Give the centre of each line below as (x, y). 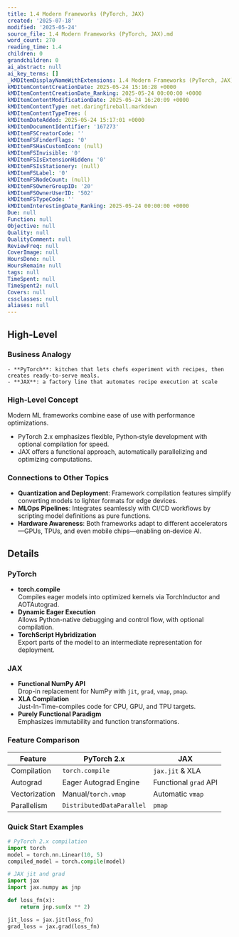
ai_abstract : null (34, 67)
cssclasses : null (33, 299)
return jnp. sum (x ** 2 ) (55, 907)
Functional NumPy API (52, 684)
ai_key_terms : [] (33, 73)
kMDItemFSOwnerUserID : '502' (51, 193)
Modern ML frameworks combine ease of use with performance (101, 415)
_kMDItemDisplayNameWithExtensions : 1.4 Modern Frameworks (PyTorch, (113, 80)
